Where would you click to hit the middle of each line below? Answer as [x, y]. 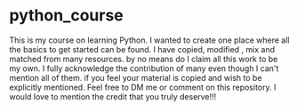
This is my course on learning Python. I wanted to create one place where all [149, 40]
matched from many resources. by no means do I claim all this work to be [144, 59]
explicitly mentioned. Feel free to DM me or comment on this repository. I [143, 87]
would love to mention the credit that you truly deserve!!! [113, 96]
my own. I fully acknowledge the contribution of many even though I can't [144, 68]
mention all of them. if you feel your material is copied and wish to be [136, 77]
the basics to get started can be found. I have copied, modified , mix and [142, 49]
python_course [67, 16]
